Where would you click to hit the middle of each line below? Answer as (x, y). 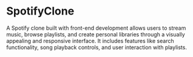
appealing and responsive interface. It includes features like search (90, 41)
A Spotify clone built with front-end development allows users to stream (96, 28)
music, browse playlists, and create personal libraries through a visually (96, 34)
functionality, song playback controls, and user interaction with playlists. (96, 47)
